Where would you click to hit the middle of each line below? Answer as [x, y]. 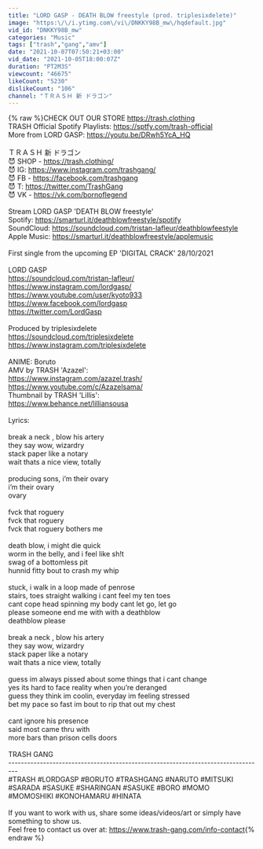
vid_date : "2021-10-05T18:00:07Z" [65, 60]
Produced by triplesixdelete [53, 329]
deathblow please [37, 621]
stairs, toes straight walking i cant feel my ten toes [89, 596]
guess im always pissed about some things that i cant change [108, 679]
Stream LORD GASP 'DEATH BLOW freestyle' [81, 211]
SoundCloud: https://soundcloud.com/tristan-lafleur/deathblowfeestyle [123, 228]
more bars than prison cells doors [63, 738]
